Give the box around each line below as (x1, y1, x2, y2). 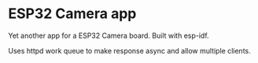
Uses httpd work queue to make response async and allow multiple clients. (8, 46, 252, 55)
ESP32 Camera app (8, 5, 137, 23)
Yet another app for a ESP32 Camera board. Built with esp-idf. (8, 31, 210, 40)
